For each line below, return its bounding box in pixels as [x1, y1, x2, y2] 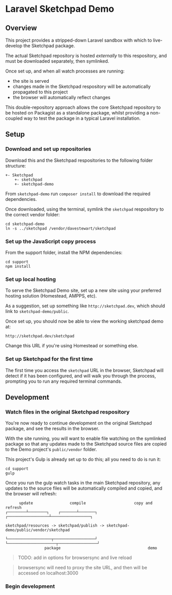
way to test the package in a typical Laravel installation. [24, 115, 141, 121]
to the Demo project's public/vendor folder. [5, 447, 98, 453]
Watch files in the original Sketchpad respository [5, 408, 130, 415]
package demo [44, 546, 158, 551]
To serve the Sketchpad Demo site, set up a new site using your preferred [5, 287, 162, 293]
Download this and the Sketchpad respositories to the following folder [5, 157, 153, 163]
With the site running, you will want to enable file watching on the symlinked [5, 435, 166, 442]
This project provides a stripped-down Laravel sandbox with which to [5, 37, 152, 43]
